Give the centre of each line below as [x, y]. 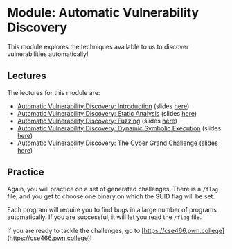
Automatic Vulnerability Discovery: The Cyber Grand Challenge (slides [117, 143]
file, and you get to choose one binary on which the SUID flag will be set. [111, 196]
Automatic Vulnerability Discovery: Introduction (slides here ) [103, 106]
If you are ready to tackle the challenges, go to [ [75, 230]
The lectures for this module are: [54, 92]
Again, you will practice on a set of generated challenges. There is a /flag [113, 189]
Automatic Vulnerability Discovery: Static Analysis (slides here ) [107, 113]
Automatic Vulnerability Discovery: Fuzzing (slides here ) [97, 121]
